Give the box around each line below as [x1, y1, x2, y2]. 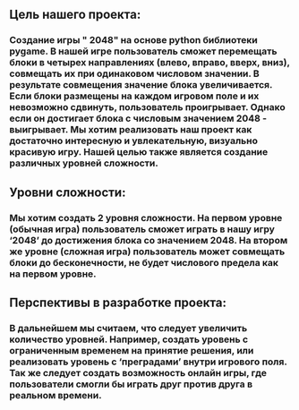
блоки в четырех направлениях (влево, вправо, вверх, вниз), [9, 56, 290, 69]
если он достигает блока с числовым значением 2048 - [9, 112, 268, 124]
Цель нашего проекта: [9, 7, 141, 22]
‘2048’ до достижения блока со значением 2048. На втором [9, 234, 288, 246]
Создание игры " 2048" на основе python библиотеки [9, 34, 258, 47]
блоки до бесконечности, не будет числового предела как [9, 256, 279, 269]
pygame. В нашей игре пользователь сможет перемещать [9, 45, 278, 57]
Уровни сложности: [9, 184, 126, 200]
